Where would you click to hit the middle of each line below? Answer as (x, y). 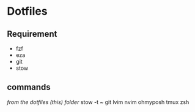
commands (29, 87)
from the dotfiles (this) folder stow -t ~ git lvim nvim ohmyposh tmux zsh (98, 102)
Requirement (32, 34)
